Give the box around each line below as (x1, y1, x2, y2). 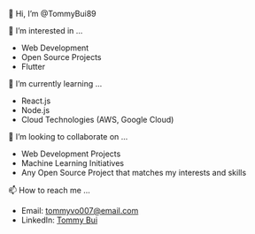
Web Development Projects (20, 148, 121, 159)
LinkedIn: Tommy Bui (20, 215, 98, 225)
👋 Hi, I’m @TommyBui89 (8, 9, 97, 19)
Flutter (20, 62, 46, 72)
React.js (20, 95, 51, 106)
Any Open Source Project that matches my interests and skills (20, 168, 247, 177)
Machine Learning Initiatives (20, 158, 125, 168)
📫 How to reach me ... (8, 185, 90, 195)
